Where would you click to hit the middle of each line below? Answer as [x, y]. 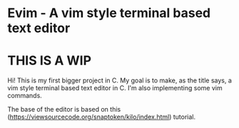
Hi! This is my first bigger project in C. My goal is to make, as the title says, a [119, 80]
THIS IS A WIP [49, 61]
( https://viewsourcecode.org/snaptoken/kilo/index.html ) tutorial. [102, 117]
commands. [25, 96]
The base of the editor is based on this [64, 110]
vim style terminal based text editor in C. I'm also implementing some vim [115, 88]
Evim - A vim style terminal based [109, 13]
